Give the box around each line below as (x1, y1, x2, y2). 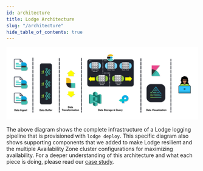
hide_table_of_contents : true (6, 29, 83, 35)
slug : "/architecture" (6, 22, 64, 29)
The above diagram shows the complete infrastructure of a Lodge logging (6, 126, 191, 133)
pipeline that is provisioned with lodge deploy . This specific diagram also (6, 132, 189, 139)
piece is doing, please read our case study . (6, 158, 114, 166)
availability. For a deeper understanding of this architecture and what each (6, 152, 193, 159)
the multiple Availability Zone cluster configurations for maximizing (6, 146, 173, 153)
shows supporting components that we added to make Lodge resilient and (6, 139, 193, 146)
